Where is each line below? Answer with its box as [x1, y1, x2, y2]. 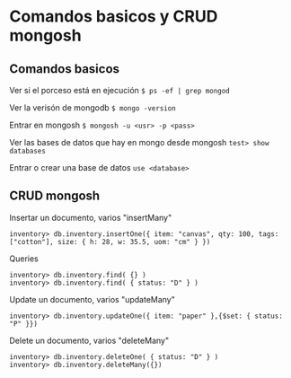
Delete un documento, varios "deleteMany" [9, 335, 169, 346]
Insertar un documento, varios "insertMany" [9, 212, 172, 223]
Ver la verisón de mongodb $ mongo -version [9, 102, 177, 113]
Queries [9, 253, 39, 264]
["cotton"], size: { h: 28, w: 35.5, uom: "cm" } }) [9, 237, 211, 246]
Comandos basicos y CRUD [9, 6, 218, 27]
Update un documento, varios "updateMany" [9, 294, 175, 304]
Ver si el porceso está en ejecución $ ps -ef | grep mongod [9, 85, 231, 95]
